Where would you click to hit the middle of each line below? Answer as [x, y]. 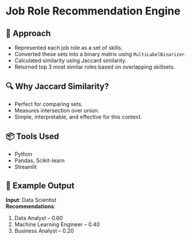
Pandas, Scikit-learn [39, 160]
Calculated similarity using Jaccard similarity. [70, 60]
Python [23, 154]
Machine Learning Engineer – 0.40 [57, 224]
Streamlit [26, 167]
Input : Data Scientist [31, 200]
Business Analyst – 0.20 [44, 231]
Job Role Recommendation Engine [93, 11]
